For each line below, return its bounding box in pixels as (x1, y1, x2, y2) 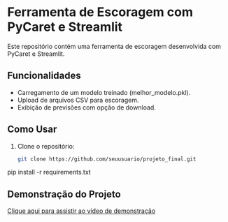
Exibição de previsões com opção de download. (17, 103, 156, 112)
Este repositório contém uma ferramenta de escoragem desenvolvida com (7, 42, 222, 50)
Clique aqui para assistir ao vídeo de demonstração (7, 207, 156, 215)
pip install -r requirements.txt (7, 168, 91, 177)
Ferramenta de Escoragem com (7, 4, 194, 20)
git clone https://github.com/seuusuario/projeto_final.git (17, 155, 197, 163)
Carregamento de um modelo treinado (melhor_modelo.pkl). (17, 88, 191, 96)
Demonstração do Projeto (7, 188, 121, 200)
